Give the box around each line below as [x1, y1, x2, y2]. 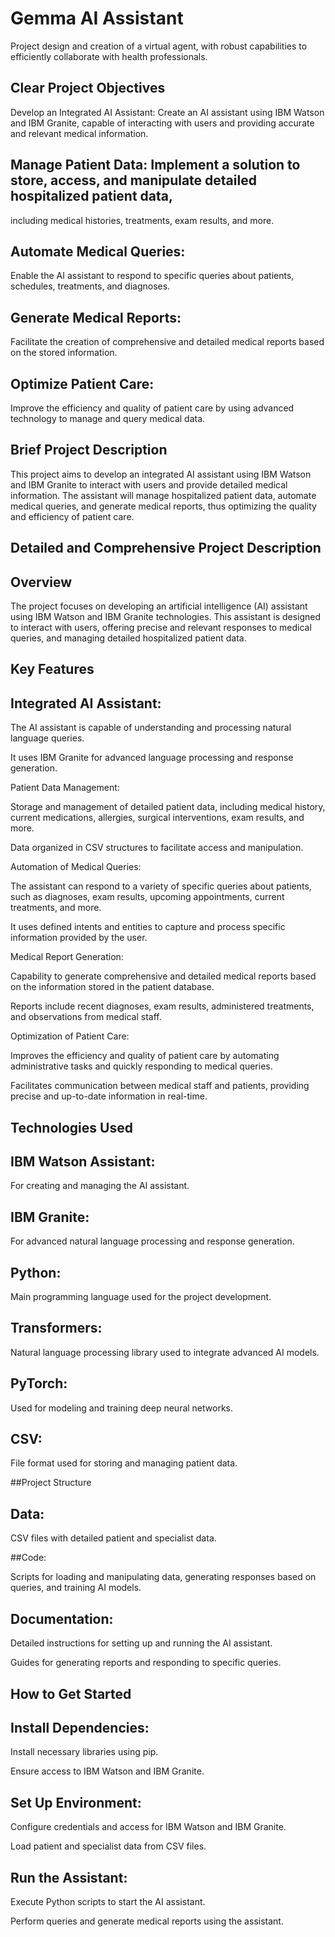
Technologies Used [10, 1119, 133, 1136]
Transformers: [10, 1320, 103, 1337]
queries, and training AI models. [10, 1582, 142, 1594]
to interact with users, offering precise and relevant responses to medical [10, 622, 312, 634]
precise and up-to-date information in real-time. [10, 1090, 208, 1102]
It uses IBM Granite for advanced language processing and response [10, 752, 294, 764]
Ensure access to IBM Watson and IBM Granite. [10, 1765, 205, 1777]
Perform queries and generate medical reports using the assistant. [10, 1915, 284, 1927]
